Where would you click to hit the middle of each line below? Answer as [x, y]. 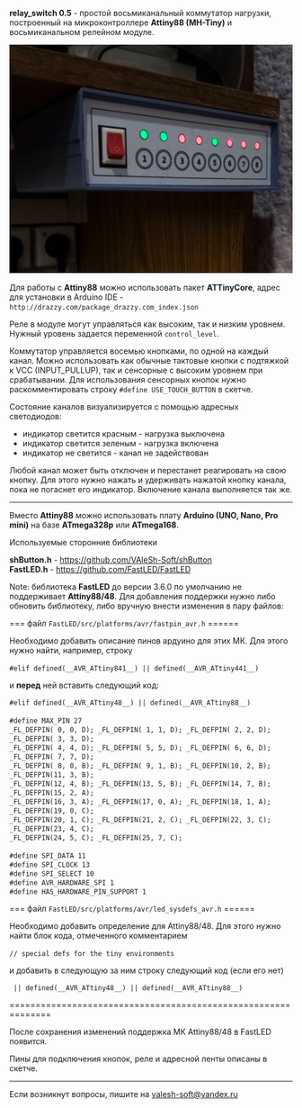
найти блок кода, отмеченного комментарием [98, 936]
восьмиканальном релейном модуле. [82, 32]
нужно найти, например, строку [71, 651]
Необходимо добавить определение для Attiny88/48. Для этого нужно [145, 926]
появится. [28, 1041]
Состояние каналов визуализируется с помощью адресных [124, 407]
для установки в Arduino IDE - [67, 297]
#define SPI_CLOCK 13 [50, 865]
